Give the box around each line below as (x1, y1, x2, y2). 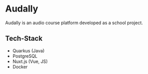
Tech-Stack (5, 34, 43, 43)
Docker (12, 63, 28, 69)
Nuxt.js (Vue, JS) (12, 58, 48, 64)
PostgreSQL (12, 53, 38, 59)
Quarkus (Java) (12, 47, 45, 53)
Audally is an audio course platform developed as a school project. (5, 20, 143, 26)
